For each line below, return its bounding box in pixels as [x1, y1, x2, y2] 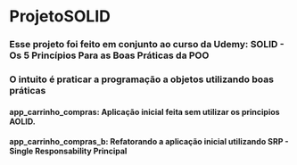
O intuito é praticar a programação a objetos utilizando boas [9, 73, 275, 86]
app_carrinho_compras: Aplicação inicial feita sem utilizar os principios [9, 106, 280, 117]
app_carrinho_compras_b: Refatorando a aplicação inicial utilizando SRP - [9, 136, 289, 147]
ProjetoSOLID [9, 6, 111, 27]
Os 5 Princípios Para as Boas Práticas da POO [9, 49, 210, 62]
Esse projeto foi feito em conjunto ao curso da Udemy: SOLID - [9, 38, 285, 51]
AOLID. [9, 116, 36, 127]
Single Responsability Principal [9, 145, 128, 157]
